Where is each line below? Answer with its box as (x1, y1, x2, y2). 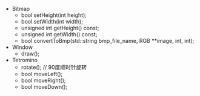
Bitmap (12, 5, 30, 12)
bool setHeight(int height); (21, 11, 87, 19)
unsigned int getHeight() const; (21, 24, 99, 31)
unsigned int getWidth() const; (21, 31, 98, 38)
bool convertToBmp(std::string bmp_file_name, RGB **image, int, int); (21, 37, 195, 44)
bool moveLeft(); (21, 71, 63, 77)
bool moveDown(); (21, 83, 68, 90)
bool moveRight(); (21, 77, 66, 84)
